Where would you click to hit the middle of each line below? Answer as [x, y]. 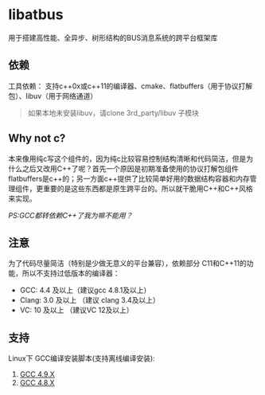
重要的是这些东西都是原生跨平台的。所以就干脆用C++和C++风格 [148, 188]
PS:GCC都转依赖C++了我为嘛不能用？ [70, 215]
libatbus [36, 15]
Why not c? [37, 138]
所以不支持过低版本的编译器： [71, 273]
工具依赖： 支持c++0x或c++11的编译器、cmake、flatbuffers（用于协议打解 [131, 86]
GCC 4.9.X [37, 374]
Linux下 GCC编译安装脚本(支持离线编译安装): [82, 358]
